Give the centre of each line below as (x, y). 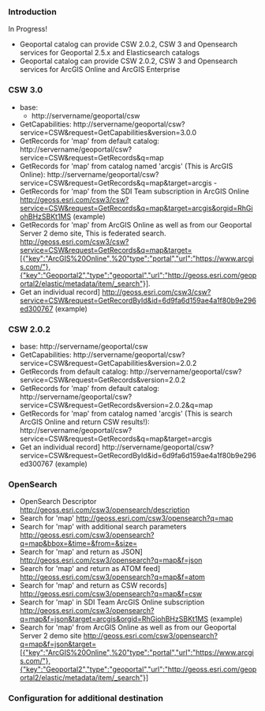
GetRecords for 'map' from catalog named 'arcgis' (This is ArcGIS (126, 166)
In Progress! (28, 29)
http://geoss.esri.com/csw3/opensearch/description (105, 510)
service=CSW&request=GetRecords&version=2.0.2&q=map (116, 404)
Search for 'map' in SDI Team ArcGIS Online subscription (112, 602)
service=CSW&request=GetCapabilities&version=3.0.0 (108, 132)
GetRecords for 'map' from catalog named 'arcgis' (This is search (126, 413)
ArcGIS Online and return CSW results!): (84, 422)
